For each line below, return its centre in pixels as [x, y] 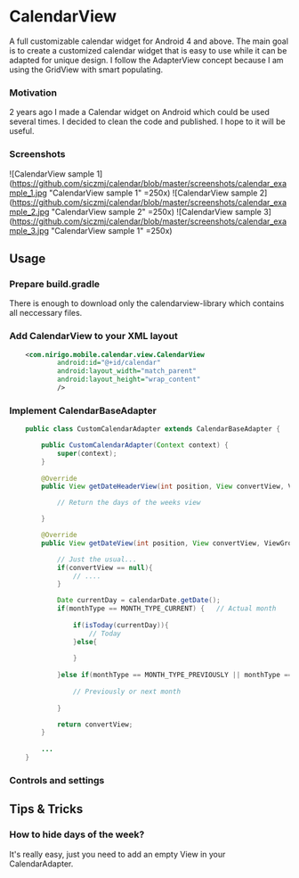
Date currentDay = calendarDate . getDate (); [138, 601]
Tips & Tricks [46, 809]
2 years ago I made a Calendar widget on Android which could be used [139, 112]
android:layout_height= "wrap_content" [129, 380]
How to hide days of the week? [77, 834]
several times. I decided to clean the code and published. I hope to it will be [148, 121]
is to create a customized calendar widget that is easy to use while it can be [148, 50]
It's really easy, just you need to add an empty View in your [117, 854]
